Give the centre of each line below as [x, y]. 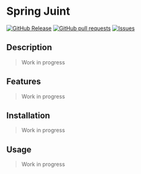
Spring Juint [38, 11]
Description [29, 47]
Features [24, 82]
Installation [28, 115]
